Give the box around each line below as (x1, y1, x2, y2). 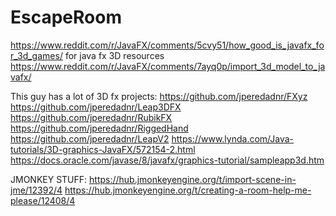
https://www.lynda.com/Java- (171, 132, 295, 145)
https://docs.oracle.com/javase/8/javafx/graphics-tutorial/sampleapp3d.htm (10, 154, 325, 166)
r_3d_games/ (10, 49, 63, 61)
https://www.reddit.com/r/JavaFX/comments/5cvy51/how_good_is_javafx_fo (10, 39, 325, 51)
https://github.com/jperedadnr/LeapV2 (10, 132, 170, 145)
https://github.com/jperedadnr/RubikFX (10, 111, 173, 123)
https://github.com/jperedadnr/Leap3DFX (10, 101, 182, 113)
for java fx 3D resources (64, 49, 165, 61)
